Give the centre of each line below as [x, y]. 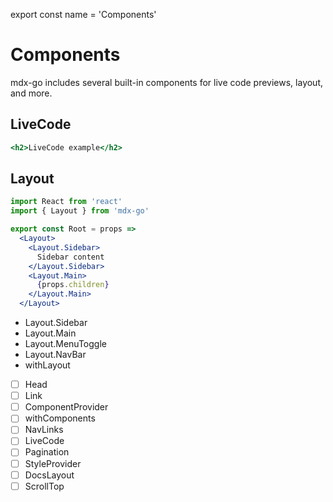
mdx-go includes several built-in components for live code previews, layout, [167, 82]
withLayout [47, 365]
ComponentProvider [66, 407]
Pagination [47, 452]
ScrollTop [44, 486]
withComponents [60, 418]
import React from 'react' [66, 202]
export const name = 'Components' [83, 14]
